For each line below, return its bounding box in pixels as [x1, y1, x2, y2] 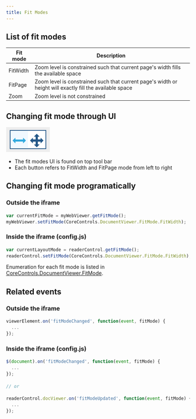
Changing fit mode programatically [6, 181, 136, 191]
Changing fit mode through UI [6, 111, 117, 121]
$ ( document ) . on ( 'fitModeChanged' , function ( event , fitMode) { [6, 359, 160, 365]
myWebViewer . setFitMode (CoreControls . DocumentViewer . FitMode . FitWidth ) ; [6, 219, 187, 225]
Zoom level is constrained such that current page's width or [34, 78, 178, 85]
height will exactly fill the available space [34, 84, 132, 91]
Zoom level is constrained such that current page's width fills [34, 64, 181, 71]
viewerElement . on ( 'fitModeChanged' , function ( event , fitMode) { [6, 318, 166, 325]
